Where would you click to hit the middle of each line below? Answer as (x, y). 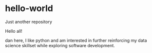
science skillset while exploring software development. (60, 45)
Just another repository (29, 22)
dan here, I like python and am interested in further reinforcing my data (76, 40)
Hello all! (14, 31)
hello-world (29, 8)
